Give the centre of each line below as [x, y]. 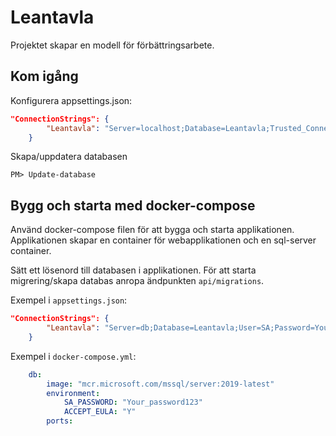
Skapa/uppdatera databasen [69, 157]
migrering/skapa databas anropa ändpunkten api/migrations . [137, 281]
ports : [60, 421]
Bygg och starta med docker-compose [133, 205]
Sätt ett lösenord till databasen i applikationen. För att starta [133, 270]
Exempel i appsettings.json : [69, 300]
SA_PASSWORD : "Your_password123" [133, 402]
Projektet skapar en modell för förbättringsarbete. [112, 45]
